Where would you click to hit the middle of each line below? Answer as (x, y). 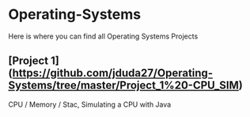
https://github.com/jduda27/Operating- (113, 73)
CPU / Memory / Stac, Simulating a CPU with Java (90, 104)
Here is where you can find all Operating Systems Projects (103, 36)
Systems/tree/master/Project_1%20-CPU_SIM (124, 85)
